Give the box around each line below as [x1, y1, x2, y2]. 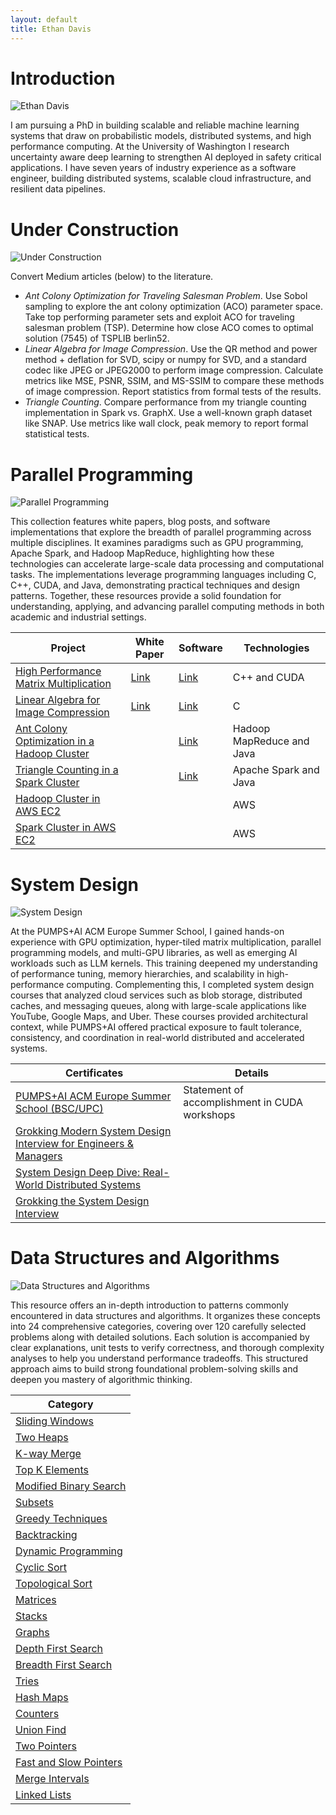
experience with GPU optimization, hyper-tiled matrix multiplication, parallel [10, 936, 322, 948]
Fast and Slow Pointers [15, 1756, 123, 1770]
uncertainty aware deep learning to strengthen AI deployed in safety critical [10, 151, 322, 163]
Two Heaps [15, 1431, 69, 1445]
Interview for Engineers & [15, 1137, 135, 1151]
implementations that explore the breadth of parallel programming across [10, 526, 312, 538]
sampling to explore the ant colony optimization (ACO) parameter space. [24, 301, 323, 313]
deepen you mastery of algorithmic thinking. [10, 1374, 193, 1386]
